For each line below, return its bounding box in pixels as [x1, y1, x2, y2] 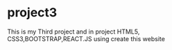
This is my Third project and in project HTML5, [7, 27, 140, 36]
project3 [7, 5, 58, 21]
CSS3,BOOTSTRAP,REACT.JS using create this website [7, 34, 165, 42]
